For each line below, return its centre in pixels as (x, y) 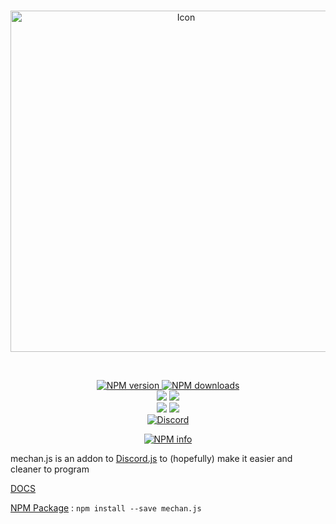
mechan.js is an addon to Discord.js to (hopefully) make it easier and (151, 458)
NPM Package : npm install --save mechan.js (106, 508)
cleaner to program (50, 469)
